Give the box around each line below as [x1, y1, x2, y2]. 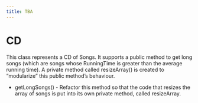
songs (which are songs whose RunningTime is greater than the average [6, 59, 183, 67]
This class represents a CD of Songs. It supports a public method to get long [6, 54, 193, 61]
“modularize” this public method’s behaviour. [6, 72, 115, 79]
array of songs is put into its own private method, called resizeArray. [14, 89, 181, 97]
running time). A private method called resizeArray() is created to [6, 66, 164, 73]
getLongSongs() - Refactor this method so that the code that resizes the [14, 84, 191, 91]
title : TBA [6, 8, 33, 15]
